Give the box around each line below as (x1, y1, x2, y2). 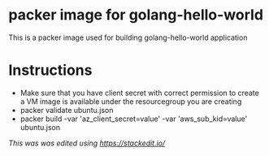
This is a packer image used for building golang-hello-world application (8, 32, 248, 42)
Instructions (8, 61, 93, 80)
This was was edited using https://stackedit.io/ (8, 138, 166, 148)
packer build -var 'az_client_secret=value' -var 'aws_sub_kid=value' (20, 114, 248, 123)
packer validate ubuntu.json (20, 105, 114, 115)
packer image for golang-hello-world (8, 6, 264, 24)
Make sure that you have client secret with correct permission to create (20, 88, 260, 97)
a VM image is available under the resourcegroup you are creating (20, 96, 242, 106)
